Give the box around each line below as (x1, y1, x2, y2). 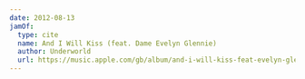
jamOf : (9, 22, 34, 31)
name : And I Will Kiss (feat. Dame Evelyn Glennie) (17, 38, 218, 48)
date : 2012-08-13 (9, 13, 75, 23)
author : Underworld (17, 47, 92, 56)
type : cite (17, 30, 59, 39)
